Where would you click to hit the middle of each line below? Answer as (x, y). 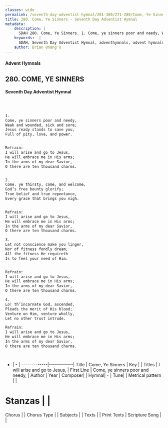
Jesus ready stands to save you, (40, 130)
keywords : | (28, 38)
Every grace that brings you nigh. (42, 199)
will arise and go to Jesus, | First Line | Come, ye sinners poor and (80, 370)
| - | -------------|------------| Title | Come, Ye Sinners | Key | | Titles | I (86, 364)
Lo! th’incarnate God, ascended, (40, 304)
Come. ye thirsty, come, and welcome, (45, 185)
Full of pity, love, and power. (39, 134)
